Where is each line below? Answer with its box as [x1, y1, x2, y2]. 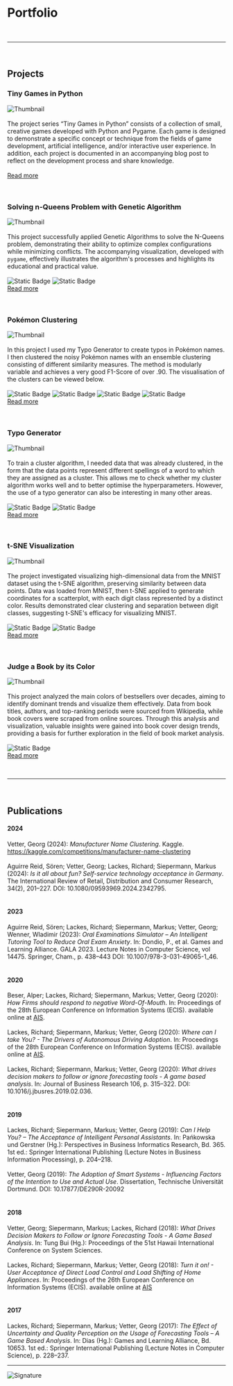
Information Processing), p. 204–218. [7, 1155, 113, 1164]
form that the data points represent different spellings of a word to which [7, 466, 215, 474]
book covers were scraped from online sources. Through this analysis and [7, 715, 220, 723]
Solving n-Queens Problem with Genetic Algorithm [7, 202, 182, 211]
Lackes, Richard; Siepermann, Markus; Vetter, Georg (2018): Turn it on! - [7, 1260, 214, 1269]
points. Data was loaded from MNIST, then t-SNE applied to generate [7, 586, 205, 595]
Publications [7, 805, 63, 817]
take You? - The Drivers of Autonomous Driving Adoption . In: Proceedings [7, 1036, 218, 1044]
